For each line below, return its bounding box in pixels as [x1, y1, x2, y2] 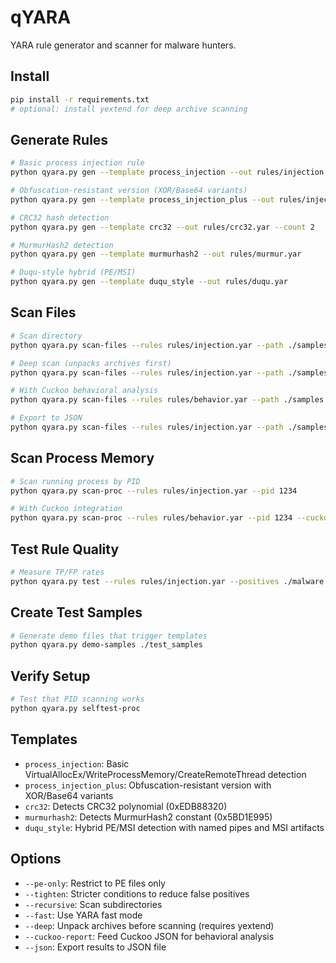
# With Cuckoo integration [10, 504, 123, 514]
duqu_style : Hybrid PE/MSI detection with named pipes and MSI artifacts [24, 821, 325, 833]
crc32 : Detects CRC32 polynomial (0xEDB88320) [24, 800, 228, 812]
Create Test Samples [10, 604, 143, 621]
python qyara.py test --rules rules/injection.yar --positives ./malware [10, 576, 325, 586]
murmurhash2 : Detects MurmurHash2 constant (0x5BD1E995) [24, 811, 273, 823]
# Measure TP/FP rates [10, 567, 105, 577]
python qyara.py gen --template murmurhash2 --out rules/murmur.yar [10, 249, 302, 260]
